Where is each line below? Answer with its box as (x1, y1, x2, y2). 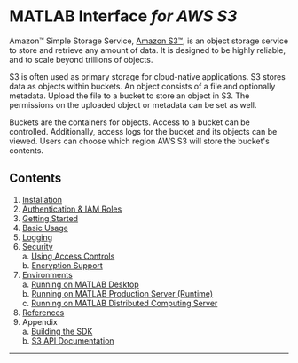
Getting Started (21, 212, 78, 223)
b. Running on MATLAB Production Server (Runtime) (21, 288, 214, 298)
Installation (21, 194, 63, 205)
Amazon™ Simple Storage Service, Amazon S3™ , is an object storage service (9, 35, 289, 46)
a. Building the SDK (21, 326, 93, 336)
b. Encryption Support (21, 259, 104, 271)
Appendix (21, 316, 58, 327)
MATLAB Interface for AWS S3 (9, 6, 238, 27)
